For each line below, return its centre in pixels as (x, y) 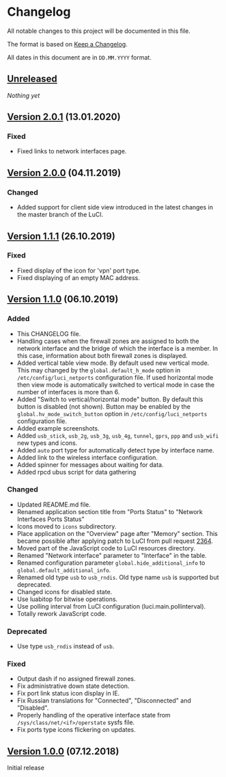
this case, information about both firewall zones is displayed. (102, 355)
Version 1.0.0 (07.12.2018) (63, 751)
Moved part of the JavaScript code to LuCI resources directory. (106, 548)
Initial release (26, 768)
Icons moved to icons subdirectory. (67, 526)
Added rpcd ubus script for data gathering (76, 472)
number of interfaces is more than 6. (68, 392)
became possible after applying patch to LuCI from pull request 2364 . (115, 541)
